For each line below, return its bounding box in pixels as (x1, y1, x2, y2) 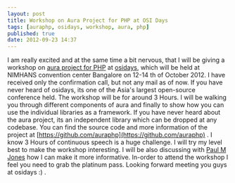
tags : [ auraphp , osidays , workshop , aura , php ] (7, 23, 150, 30)
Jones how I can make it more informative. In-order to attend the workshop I (7, 153, 229, 162)
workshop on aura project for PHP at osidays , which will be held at (7, 63, 201, 72)
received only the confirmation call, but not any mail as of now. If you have (7, 78, 223, 87)
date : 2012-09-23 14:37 (7, 37, 77, 44)
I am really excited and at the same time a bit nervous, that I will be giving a (7, 56, 225, 64)
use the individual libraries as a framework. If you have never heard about (7, 108, 221, 117)
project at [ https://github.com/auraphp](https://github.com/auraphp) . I (7, 131, 212, 139)
